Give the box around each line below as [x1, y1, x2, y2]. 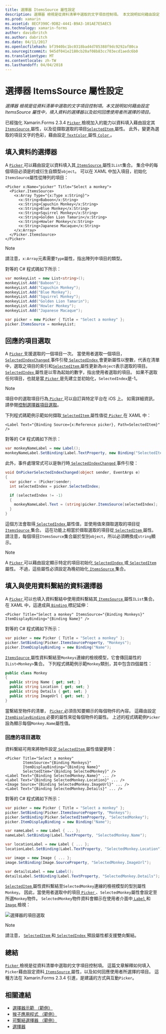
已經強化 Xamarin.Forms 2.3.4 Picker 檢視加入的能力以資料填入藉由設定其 [5, 120, 156, 126]
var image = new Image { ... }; [5, 855, 72, 860]
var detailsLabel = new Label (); [5, 869, 74, 874]
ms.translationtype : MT [5, 53, 54, 59]
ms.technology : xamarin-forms [5, 26, 68, 31]
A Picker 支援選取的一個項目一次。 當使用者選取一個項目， [5, 351, 125, 357]
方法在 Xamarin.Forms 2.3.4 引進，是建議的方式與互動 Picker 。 [9, 975, 137, 981]
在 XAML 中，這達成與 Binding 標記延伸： [5, 602, 90, 608]
